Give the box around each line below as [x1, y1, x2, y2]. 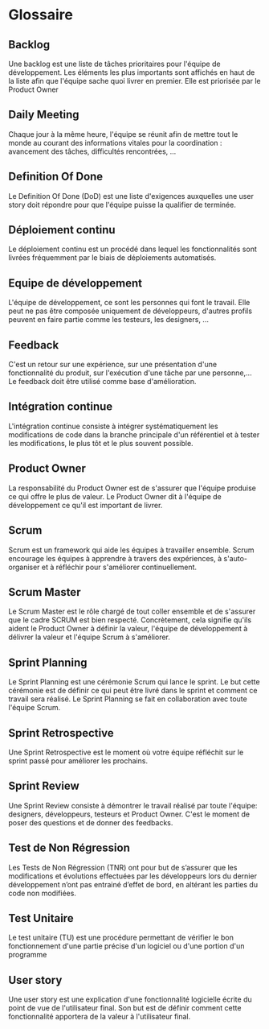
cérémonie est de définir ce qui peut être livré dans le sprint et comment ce [8, 686, 258, 696]
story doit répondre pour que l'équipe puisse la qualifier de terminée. [8, 200, 237, 209]
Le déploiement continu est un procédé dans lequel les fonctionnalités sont [8, 244, 257, 254]
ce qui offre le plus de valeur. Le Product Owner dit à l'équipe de [8, 491, 222, 501]
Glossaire [8, 6, 74, 24]
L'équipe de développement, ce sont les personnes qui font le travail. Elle [8, 298, 251, 308]
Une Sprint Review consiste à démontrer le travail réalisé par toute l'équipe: [8, 800, 258, 810]
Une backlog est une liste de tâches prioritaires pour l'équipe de [8, 59, 221, 68]
